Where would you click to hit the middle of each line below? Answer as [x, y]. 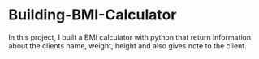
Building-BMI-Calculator [93, 15]
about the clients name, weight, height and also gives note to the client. [127, 45]
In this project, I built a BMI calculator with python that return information [130, 37]
